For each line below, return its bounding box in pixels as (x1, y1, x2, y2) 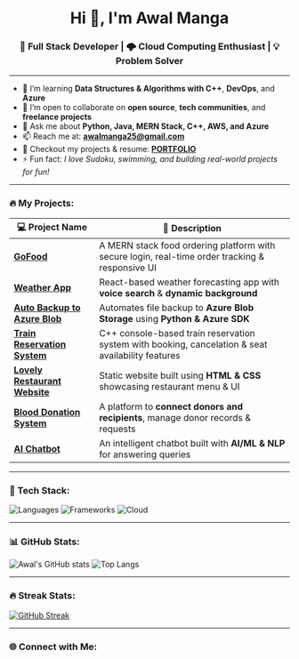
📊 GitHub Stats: (9, 535, 80, 548)
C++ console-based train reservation (99, 326, 255, 339)
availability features (99, 349, 181, 361)
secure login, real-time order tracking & (99, 250, 265, 262)
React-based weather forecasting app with (99, 276, 280, 288)
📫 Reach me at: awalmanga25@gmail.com (21, 131, 185, 141)
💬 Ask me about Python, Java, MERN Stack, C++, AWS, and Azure (21, 121, 270, 132)
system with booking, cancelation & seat (99, 338, 268, 350)
